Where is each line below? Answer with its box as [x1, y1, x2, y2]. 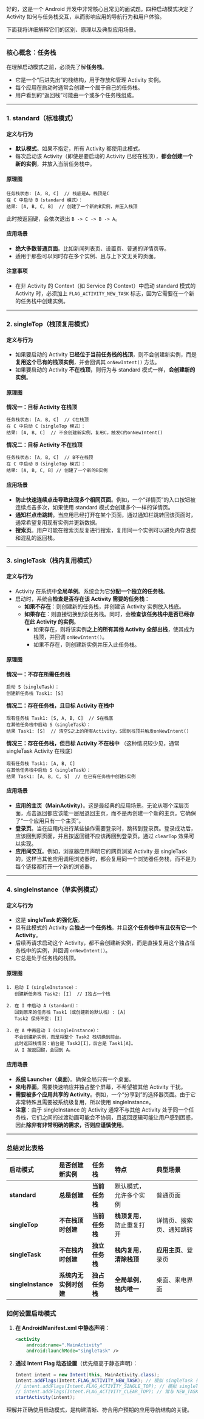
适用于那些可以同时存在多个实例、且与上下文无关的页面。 [15, 252, 159, 259]
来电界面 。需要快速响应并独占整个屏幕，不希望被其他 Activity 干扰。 [15, 1083, 186, 1090]
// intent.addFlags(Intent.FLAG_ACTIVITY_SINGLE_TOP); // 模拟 [15, 1383, 177, 1389]
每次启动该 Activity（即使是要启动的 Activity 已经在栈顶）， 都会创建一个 [15, 153, 193, 160]
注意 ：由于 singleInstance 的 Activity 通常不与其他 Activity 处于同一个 [15, 1106, 189, 1113]
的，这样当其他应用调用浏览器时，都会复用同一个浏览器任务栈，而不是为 [15, 855, 196, 863]
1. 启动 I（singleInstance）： [6, 985, 79, 991]
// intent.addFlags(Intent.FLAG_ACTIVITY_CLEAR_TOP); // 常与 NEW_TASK [15, 1388, 199, 1395]
